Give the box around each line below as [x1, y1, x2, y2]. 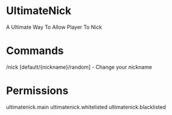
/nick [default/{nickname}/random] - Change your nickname [6, 63, 152, 70]
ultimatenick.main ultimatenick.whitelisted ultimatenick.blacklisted [6, 103, 166, 110]
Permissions [6, 84, 69, 97]
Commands [6, 44, 64, 58]
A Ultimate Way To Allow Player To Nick [6, 23, 102, 31]
